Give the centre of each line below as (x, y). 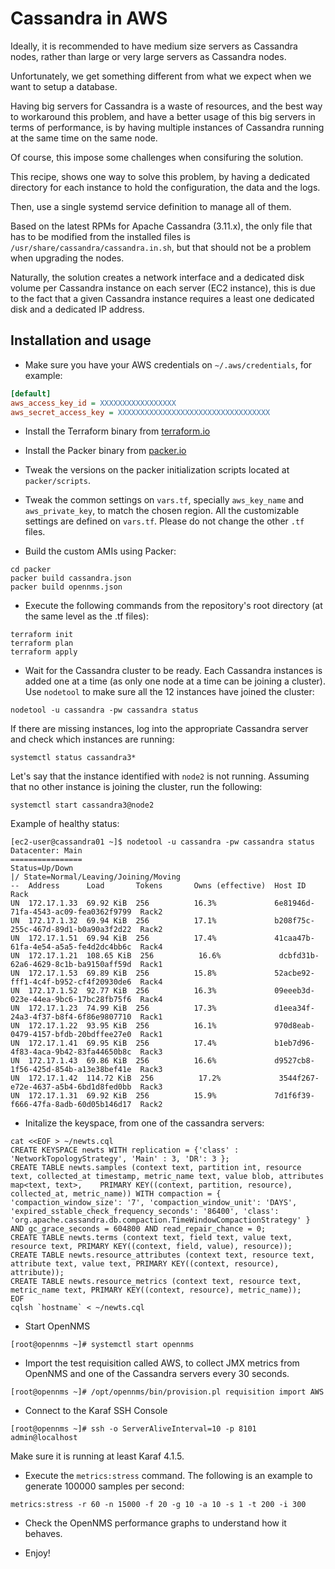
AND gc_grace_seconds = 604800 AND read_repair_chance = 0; (138, 1229)
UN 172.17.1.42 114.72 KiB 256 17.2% (116, 1078)
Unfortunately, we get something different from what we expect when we (161, 76)
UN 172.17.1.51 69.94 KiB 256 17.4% (113, 938)
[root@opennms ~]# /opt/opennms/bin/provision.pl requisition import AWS (167, 1392)
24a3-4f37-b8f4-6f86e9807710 (71, 1017)
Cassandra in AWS (89, 18)
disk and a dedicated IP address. (77, 309)
